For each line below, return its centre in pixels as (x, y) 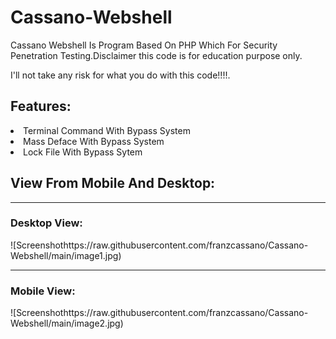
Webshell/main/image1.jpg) (66, 255)
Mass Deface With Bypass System (94, 141)
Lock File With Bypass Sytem (83, 152)
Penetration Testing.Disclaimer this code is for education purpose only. (156, 55)
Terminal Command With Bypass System (107, 130)
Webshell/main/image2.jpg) (67, 323)
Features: (41, 106)
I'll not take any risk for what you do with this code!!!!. (120, 75)
